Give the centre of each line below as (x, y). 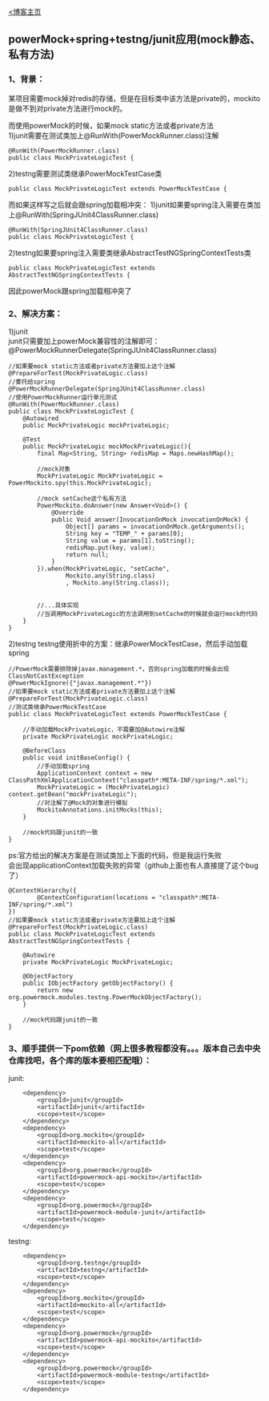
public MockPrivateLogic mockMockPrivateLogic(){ (107, 446)
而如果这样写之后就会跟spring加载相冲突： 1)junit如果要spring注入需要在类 (131, 204)
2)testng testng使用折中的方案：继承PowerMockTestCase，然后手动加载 (128, 643)
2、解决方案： (36, 314)
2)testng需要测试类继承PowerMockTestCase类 (85, 173)
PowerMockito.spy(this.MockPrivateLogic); (80, 483)
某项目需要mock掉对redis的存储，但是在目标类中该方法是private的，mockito (134, 98)
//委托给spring (32, 382)
